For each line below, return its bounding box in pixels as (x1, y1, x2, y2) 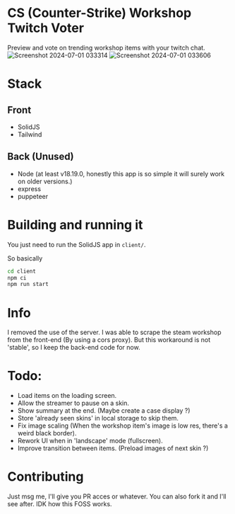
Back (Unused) (7, 151, 74, 163)
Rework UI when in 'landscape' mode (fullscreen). (17, 437, 164, 445)
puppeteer (17, 192, 48, 200)
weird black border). (17, 429, 77, 438)
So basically (7, 253, 43, 263)
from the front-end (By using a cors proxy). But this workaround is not (7, 336, 210, 344)
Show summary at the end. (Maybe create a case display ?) (17, 406, 191, 415)
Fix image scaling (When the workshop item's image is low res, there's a (17, 421, 228, 430)
